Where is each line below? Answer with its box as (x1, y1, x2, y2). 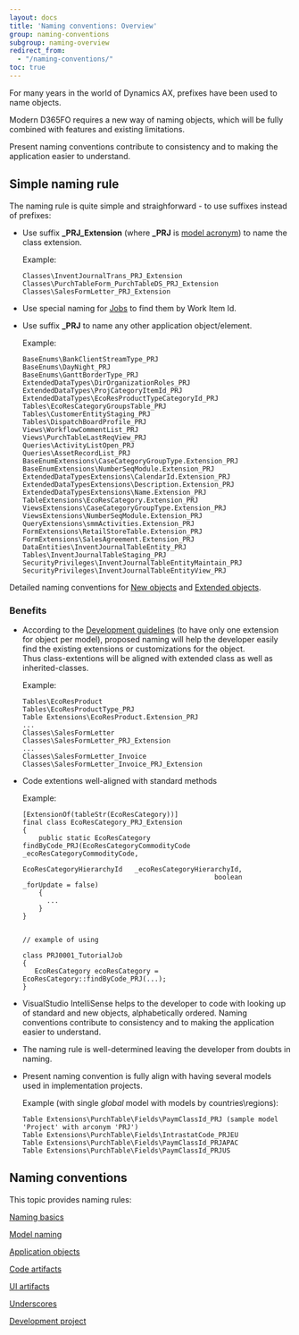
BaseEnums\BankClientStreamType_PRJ (21, 354, 159, 363)
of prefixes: (9, 209, 52, 220)
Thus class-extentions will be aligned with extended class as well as (21, 652, 274, 663)
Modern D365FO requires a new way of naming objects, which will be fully (9, 114, 284, 125)
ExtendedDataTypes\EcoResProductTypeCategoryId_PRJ (21, 394, 219, 403)
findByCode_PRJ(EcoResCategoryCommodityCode (21, 841, 191, 850)
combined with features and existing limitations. (9, 123, 186, 134)
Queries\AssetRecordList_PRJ (21, 448, 131, 457)
